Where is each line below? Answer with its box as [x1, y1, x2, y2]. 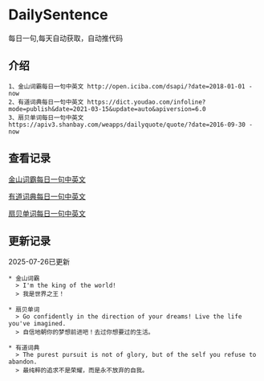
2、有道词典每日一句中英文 [8, 98, 84, 106]
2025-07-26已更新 [8, 257, 71, 267]
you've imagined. [8, 320, 67, 328]
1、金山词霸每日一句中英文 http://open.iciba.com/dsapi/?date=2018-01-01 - [8, 82, 253, 90]
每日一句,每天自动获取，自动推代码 [8, 33, 124, 43]
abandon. [8, 358, 38, 367]
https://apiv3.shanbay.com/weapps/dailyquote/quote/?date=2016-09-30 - [8, 121, 253, 129]
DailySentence [8, 6, 108, 24]
